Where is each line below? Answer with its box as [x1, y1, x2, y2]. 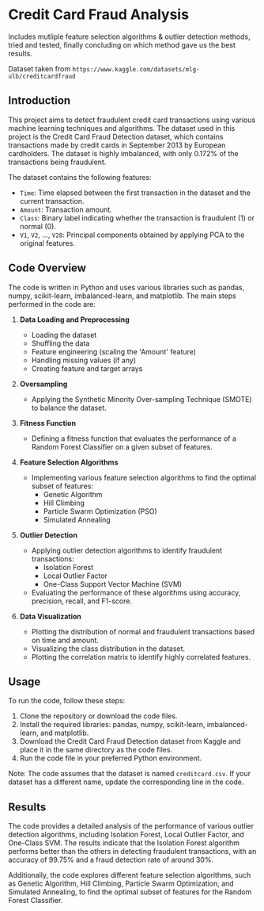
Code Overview [8, 262, 87, 275]
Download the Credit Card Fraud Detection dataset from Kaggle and [19, 737, 241, 746]
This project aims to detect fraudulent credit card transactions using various [8, 115, 256, 124]
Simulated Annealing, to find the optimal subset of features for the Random [8, 887, 252, 897]
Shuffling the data [31, 339, 90, 348]
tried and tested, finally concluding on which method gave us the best [8, 40, 236, 49]
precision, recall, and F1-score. [31, 596, 133, 606]
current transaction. [19, 196, 85, 205]
